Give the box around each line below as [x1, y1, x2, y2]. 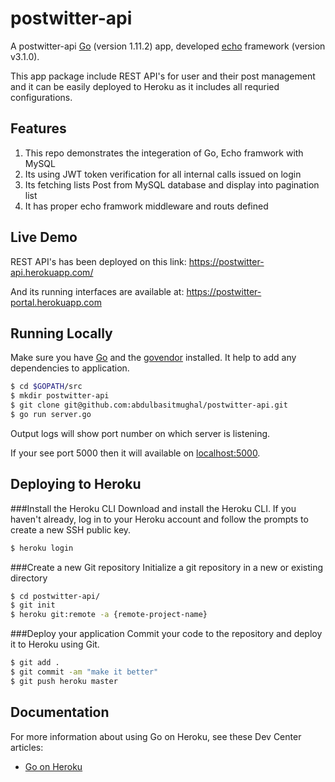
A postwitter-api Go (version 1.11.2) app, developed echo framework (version [10, 40, 326, 52]
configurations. [10, 91, 73, 103]
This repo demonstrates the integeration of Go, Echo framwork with [24, 147, 304, 159]
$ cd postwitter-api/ [10, 591, 101, 601]
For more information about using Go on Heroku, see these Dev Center [10, 730, 302, 742]
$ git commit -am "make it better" [10, 667, 159, 677]
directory [10, 572, 48, 584]
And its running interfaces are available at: [10, 285, 185, 297]
